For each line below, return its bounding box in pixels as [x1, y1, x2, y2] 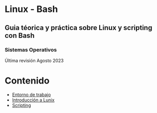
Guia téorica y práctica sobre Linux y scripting [5, 23, 152, 32]
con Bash [5, 31, 35, 39]
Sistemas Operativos [5, 46, 57, 53]
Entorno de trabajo [12, 91, 51, 97]
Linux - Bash [5, 3, 58, 15]
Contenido [5, 75, 50, 86]
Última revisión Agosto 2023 [5, 57, 64, 63]
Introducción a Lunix [12, 96, 55, 103]
